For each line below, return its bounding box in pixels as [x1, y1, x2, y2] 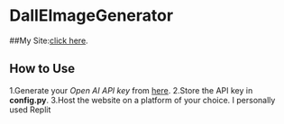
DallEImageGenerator [9, 5, 174, 26]
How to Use [9, 61, 76, 76]
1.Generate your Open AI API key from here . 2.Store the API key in [9, 84, 253, 95]
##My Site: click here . [9, 35, 88, 46]
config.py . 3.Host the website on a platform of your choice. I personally [9, 94, 276, 105]
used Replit [9, 104, 51, 115]
